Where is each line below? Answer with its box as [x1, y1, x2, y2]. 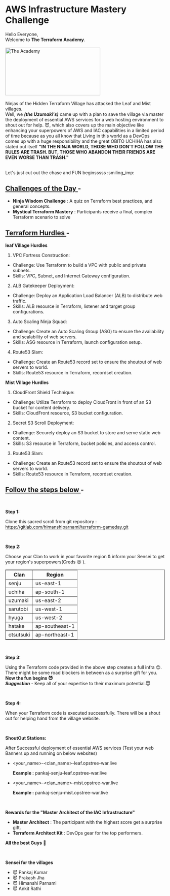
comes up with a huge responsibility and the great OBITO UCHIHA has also [5, 138, 162, 144]
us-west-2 [35, 614, 63, 621]
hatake [8, 623, 25, 630]
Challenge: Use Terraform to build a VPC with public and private [12, 262, 147, 268]
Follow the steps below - [5, 485, 84, 494]
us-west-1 [35, 605, 63, 613]
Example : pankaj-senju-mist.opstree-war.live [12, 790, 108, 796]
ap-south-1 [35, 588, 65, 595]
